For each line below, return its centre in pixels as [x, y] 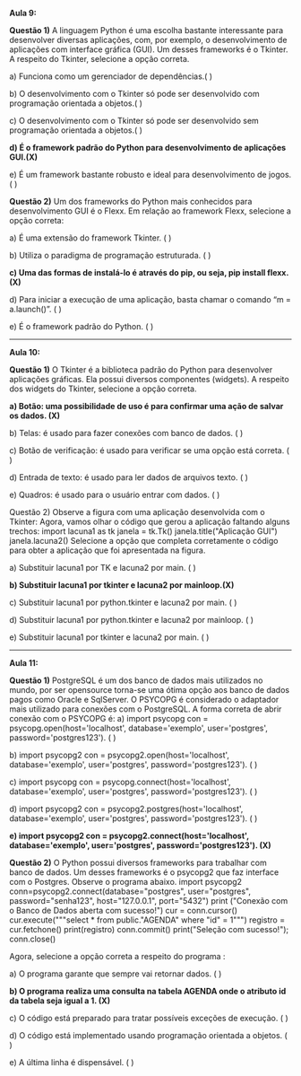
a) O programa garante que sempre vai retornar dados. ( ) [116, 974]
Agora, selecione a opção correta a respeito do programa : [117, 956]
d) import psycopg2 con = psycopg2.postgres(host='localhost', [126, 809]
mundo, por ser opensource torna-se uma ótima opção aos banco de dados [149, 690]
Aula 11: [24, 663]
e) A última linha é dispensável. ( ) [72, 1062]
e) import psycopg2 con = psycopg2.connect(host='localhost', [129, 835]
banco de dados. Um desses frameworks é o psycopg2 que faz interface [144, 872]
